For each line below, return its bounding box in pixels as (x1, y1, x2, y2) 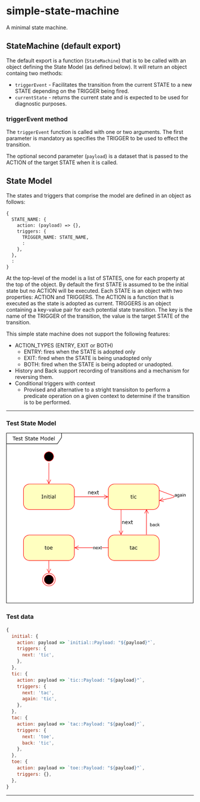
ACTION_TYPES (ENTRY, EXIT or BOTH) (14, 342, 114, 349)
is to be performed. (23, 399, 71, 406)
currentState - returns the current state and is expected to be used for (14, 93, 189, 101)
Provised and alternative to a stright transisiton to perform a (23, 386, 171, 393)
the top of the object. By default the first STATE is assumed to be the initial (6, 281, 189, 288)
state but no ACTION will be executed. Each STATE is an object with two (6, 287, 183, 294)
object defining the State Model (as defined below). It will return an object (6, 63, 187, 70)
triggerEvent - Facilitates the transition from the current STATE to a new (14, 81, 192, 88)
